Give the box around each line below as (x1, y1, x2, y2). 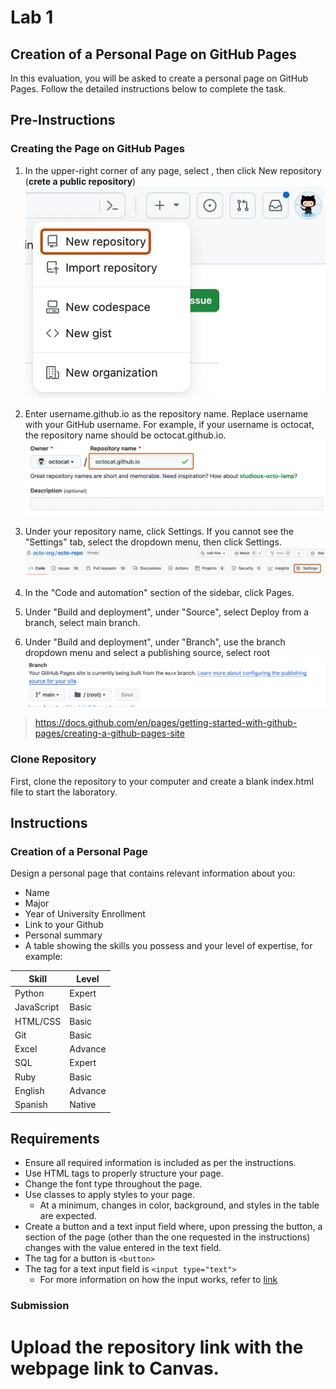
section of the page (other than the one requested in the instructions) (24, 1231, 311, 1243)
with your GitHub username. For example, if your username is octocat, (24, 419, 315, 431)
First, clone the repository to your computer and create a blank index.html (10, 775, 314, 787)
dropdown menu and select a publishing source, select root (24, 647, 271, 659)
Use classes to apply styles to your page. (24, 1189, 195, 1201)
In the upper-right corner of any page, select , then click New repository (24, 164, 322, 176)
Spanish (14, 1099, 48, 1111)
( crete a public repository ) (24, 175, 137, 187)
